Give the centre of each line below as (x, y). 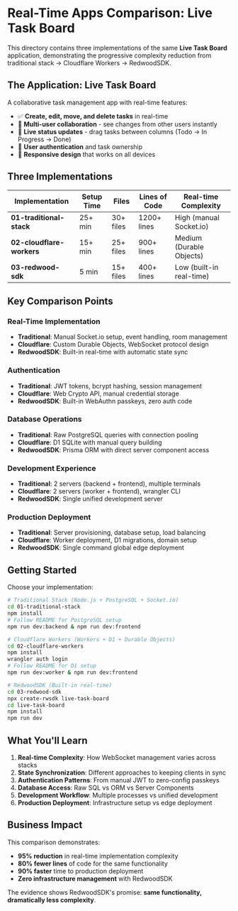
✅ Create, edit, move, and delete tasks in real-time (93, 116)
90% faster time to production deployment (80, 871)
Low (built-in (197, 267)
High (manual (197, 217)
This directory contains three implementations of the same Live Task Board (118, 48)
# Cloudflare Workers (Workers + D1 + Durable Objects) (91, 639)
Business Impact (45, 825)
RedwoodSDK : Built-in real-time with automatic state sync (103, 352)
